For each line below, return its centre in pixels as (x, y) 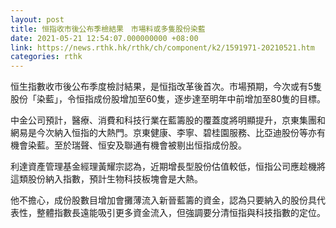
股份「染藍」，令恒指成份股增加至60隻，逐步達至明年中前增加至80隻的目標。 (168, 99)
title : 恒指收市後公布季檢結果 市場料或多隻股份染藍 (108, 29)
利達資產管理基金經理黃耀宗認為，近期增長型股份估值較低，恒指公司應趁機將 (168, 167)
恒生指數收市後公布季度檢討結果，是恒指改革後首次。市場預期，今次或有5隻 (166, 87)
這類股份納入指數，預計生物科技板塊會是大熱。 (106, 179)
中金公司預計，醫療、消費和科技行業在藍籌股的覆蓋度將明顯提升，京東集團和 (168, 120)
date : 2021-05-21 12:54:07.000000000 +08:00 (104, 38)
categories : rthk (46, 57)
